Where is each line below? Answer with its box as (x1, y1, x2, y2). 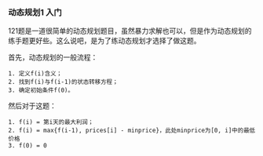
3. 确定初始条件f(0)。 (8, 86, 75, 95)
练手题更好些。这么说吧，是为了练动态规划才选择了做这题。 (8, 36, 201, 45)
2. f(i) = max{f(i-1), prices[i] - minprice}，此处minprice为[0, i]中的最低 (8, 127, 256, 135)
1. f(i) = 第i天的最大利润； (8, 118, 94, 126)
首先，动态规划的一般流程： (8, 53, 98, 62)
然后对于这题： (8, 101, 57, 111)
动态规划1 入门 (8, 6, 63, 17)
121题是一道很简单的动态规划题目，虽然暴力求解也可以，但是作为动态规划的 (8, 26, 252, 36)
